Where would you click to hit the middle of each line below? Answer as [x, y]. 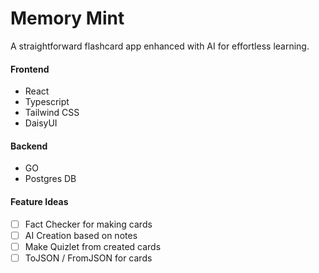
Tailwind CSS [52, 113]
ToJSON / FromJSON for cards [88, 258]
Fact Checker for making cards [88, 224]
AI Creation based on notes [81, 235]
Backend [29, 146]
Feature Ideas [39, 201]
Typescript [47, 102]
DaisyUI [41, 123]
